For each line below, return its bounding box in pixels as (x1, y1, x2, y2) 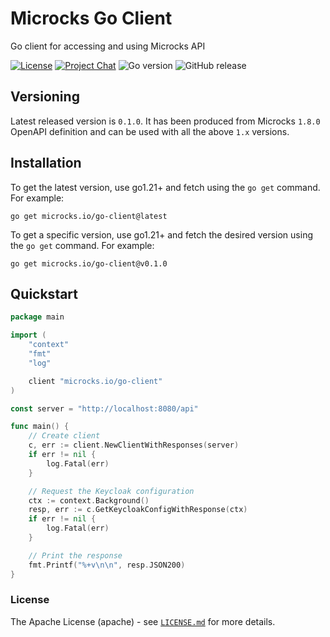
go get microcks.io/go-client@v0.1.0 (10, 258, 168, 269)
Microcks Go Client (10, 7, 173, 30)
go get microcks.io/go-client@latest (10, 211, 168, 221)
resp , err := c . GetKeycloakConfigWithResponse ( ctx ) (28, 505, 248, 515)
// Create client (28, 431, 101, 441)
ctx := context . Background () (28, 495, 150, 506)
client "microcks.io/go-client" (28, 376, 163, 386)
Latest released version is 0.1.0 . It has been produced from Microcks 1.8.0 (10, 115, 321, 127)
